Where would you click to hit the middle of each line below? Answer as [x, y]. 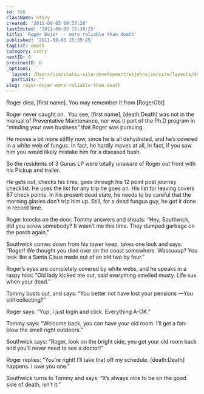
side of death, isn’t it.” [34, 384]
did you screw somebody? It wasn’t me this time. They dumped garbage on [101, 226]
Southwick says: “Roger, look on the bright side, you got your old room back [102, 341]
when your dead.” [29, 282]
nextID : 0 [19, 57]
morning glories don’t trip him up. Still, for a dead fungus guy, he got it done [101, 201]
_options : [19, 68]
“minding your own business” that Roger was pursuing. [75, 127]
